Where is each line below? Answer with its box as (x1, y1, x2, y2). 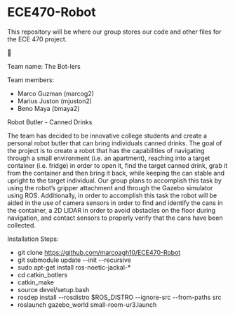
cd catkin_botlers (17, 270, 68, 279)
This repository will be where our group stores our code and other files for (7, 27, 222, 36)
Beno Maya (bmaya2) (17, 104, 80, 112)
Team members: (7, 75, 55, 84)
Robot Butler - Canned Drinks (7, 117, 93, 126)
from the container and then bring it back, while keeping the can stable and (7, 169, 225, 177)
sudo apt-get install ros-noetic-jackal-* (17, 263, 131, 271)
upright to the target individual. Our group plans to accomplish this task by (7, 176, 222, 185)
